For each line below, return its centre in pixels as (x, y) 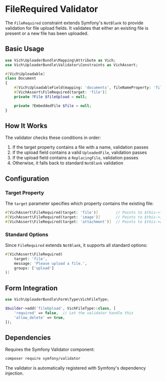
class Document (21, 78)
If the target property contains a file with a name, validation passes (80, 147)
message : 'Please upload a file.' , (51, 263)
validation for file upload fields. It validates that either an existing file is (77, 28)
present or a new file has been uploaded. (47, 33)
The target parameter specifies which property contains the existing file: (80, 203)
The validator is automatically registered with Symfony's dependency (76, 368)
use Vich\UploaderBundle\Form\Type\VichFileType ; (57, 300)
